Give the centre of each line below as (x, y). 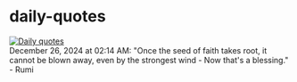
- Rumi (21, 70)
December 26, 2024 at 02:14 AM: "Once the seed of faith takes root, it (138, 50)
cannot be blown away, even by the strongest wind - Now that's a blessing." (149, 60)
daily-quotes (58, 16)
